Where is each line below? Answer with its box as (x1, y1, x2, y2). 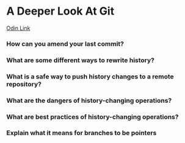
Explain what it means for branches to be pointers (6, 129, 157, 138)
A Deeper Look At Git (6, 4, 115, 18)
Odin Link (6, 24, 31, 32)
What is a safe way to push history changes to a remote (6, 72, 174, 80)
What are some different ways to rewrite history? (6, 56, 154, 65)
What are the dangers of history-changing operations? (6, 96, 172, 105)
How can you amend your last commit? (6, 40, 124, 48)
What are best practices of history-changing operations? (6, 113, 179, 121)
